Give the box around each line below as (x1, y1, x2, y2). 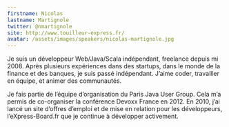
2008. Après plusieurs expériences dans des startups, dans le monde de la (7, 62, 221, 70)
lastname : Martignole (7, 17, 70, 23)
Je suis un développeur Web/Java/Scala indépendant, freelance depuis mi (7, 55, 219, 63)
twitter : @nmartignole (7, 23, 72, 30)
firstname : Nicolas (7, 10, 63, 17)
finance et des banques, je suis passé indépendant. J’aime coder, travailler (7, 70, 219, 78)
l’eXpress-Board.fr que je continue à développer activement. (7, 112, 179, 121)
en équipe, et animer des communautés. (7, 77, 122, 85)
